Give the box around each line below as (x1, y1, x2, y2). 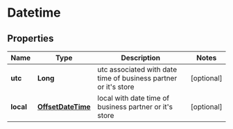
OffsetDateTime (37, 102, 92, 112)
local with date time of (97, 94, 170, 103)
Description (121, 53, 161, 62)
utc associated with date (97, 64, 178, 74)
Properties (7, 33, 54, 44)
